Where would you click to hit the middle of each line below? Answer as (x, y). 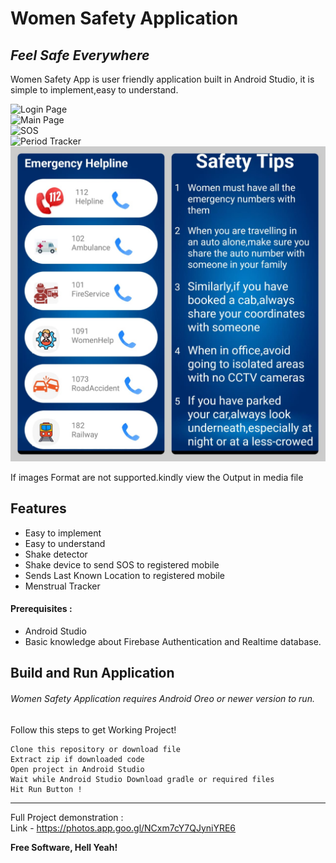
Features (38, 508)
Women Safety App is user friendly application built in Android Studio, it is (162, 79)
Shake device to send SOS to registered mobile (122, 564)
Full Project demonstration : (67, 817)
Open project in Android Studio (77, 769)
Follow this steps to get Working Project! (93, 729)
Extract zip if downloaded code (77, 759)
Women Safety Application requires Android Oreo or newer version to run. (162, 698)
